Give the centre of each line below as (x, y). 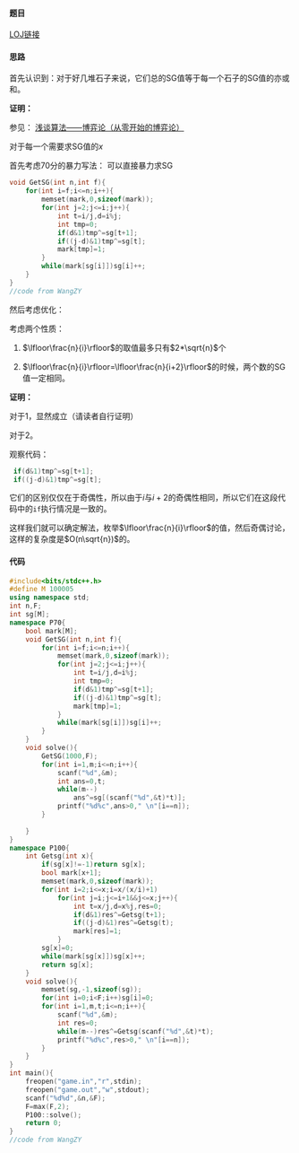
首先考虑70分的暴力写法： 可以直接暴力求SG (91, 166)
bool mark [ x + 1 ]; (72, 873)
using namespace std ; (50, 598)
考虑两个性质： (37, 328)
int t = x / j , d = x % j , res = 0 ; (118, 906)
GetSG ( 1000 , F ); (70, 756)
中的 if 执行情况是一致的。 (64, 509)
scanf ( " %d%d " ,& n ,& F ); (65, 1098)
